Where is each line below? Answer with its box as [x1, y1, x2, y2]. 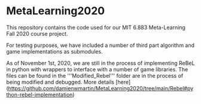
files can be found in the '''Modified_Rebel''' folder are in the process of [6, 72, 184, 79]
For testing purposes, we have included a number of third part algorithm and [6, 42, 195, 49]
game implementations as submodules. [6, 48, 103, 55]
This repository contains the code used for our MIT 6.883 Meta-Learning [6, 24, 185, 31]
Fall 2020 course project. [6, 30, 68, 37]
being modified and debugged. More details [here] [6, 78, 131, 86]
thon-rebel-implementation [6, 91, 73, 98]
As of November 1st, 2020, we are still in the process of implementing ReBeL [6, 59, 195, 67]
